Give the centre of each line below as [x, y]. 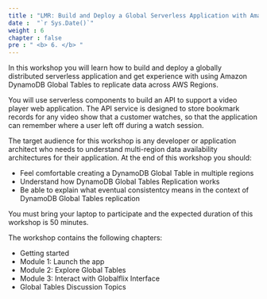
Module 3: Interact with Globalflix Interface [90, 278]
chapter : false [35, 38]
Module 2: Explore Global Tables [73, 270]
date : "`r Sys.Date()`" [51, 23]
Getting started [44, 253]
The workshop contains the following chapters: [85, 238]
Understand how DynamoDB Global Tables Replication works [120, 182]
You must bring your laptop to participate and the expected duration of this [131, 214]
